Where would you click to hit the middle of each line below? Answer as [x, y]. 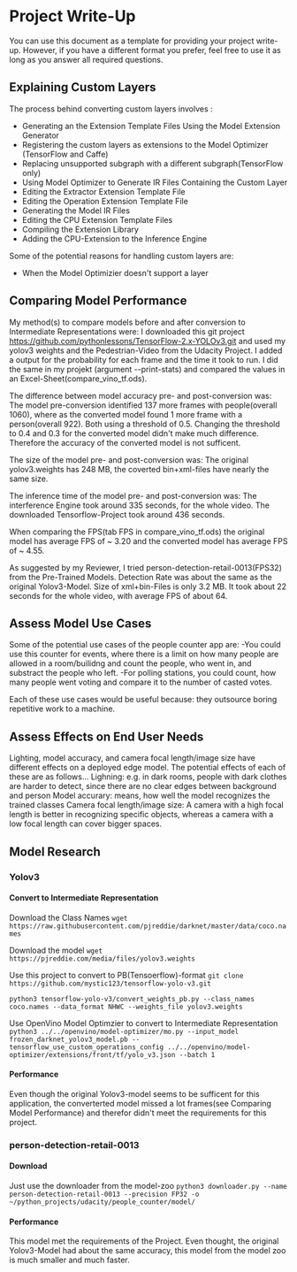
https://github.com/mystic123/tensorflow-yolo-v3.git [110, 984]
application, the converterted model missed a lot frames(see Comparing [141, 1103]
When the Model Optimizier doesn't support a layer [115, 272]
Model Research [55, 851]
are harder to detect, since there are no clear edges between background [143, 786]
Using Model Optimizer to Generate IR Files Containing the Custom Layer [155, 182]
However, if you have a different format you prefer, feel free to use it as [152, 50]
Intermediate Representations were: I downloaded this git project [127, 331]
